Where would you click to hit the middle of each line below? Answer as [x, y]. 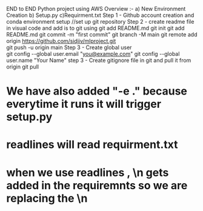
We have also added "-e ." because [97, 91]
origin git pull [23, 67]
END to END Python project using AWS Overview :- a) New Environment [96, 9]
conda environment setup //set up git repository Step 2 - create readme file [100, 22]
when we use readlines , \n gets [88, 172]
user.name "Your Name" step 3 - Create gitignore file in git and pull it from [99, 60]
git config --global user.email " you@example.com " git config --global [93, 54]
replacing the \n [47, 198]
